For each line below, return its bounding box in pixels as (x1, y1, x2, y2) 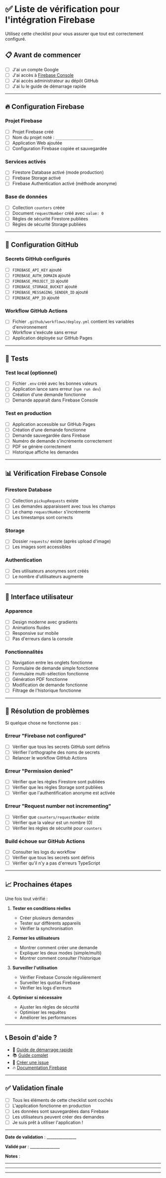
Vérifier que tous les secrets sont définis (12, 855, 95, 861)
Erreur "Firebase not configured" (5, 732, 86, 739)
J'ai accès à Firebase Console (12, 72, 74, 78)
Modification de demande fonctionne (12, 682, 88, 688)
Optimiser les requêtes (19, 1009, 66, 1016)
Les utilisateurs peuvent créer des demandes (12, 1114, 105, 1120)
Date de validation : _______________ (5, 1134, 77, 1140)
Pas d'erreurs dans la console (12, 635, 73, 642)
